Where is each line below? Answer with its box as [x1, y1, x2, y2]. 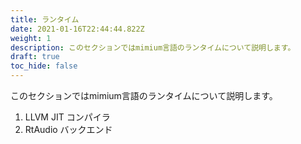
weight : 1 [10, 33, 52, 43]
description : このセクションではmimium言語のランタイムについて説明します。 [10, 42, 296, 53]
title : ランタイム [10, 14, 80, 25]
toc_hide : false [10, 61, 78, 71]
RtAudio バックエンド [24, 124, 113, 135]
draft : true [10, 52, 60, 62]
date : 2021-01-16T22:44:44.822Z [10, 24, 145, 34]
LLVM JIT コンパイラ [24, 111, 111, 123]
